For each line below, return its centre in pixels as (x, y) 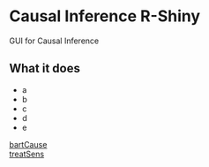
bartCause (28, 144)
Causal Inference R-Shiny (105, 16)
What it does (45, 68)
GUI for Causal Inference (54, 41)
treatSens (27, 154)
